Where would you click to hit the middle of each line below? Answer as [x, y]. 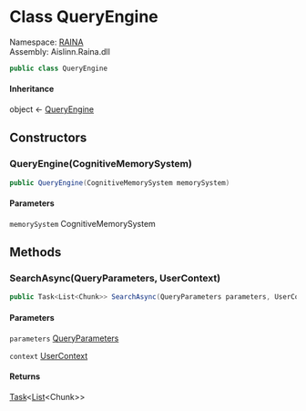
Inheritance [32, 89]
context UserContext [49, 355]
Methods [36, 252]
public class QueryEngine [58, 68]
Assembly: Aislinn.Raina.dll [60, 51]
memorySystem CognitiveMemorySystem [83, 223]
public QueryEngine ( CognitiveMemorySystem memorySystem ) [120, 183]
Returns [25, 376]
